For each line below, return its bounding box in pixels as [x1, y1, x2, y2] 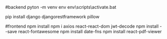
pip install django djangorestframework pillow [5, 14, 100, 19]
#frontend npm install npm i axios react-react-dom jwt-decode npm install [5, 23, 159, 29]
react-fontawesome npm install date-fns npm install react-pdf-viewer [18, 29, 162, 34]
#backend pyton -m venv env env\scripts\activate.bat [5, 4, 117, 10]
